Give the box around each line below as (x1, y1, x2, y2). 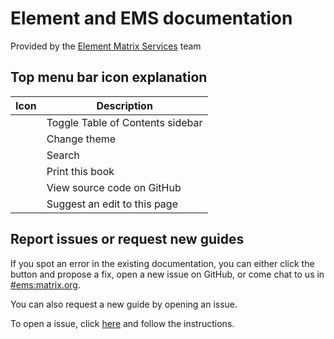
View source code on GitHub (46, 180, 182, 194)
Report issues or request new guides (10, 231, 245, 248)
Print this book (46, 164, 115, 178)
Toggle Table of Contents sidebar (46, 115, 203, 129)
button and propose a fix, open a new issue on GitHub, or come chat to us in (10, 268, 325, 280)
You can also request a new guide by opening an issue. (10, 298, 238, 310)
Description (96, 98, 153, 112)
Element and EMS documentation (10, 7, 293, 30)
